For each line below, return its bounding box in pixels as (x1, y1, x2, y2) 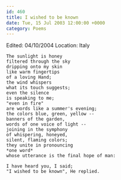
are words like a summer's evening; (6, 106, 97, 112)
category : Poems (6, 25, 46, 32)
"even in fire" (6, 100, 44, 106)
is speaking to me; (6, 95, 55, 102)
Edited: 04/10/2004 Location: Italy (6, 42, 90, 49)
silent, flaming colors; (6, 137, 68, 144)
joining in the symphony (6, 127, 68, 133)
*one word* (6, 148, 33, 154)
